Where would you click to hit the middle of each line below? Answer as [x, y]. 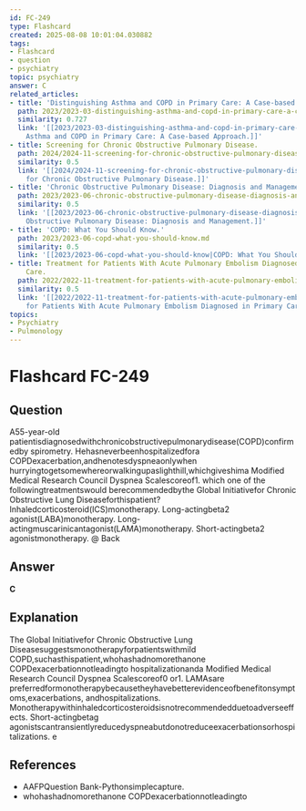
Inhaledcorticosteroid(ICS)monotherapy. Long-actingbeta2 [120, 509]
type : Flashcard [40, 26]
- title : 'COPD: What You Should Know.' [87, 230]
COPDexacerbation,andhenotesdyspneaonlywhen [103, 461]
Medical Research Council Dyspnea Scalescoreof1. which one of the [138, 480]
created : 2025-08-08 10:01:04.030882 [81, 35]
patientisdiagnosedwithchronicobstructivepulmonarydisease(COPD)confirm [152, 441]
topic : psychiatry [44, 77]
